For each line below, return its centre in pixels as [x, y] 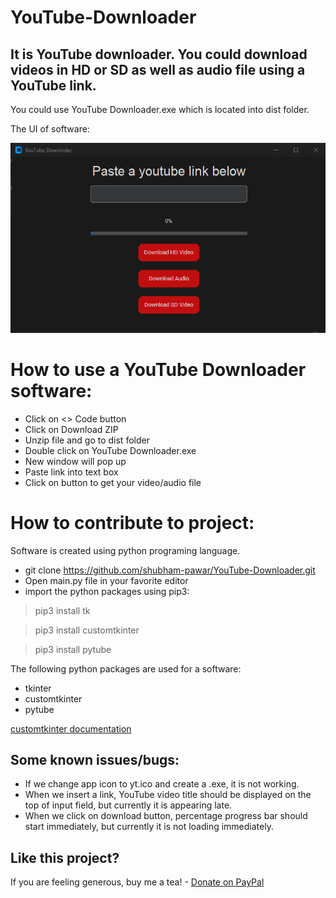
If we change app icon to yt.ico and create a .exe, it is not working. [162, 784]
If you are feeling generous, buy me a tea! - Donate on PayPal [137, 882]
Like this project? [65, 857]
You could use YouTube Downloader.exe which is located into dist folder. [160, 109]
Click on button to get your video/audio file [113, 482]
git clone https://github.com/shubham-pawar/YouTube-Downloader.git [170, 570]
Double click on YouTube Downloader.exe [110, 450]
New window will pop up [75, 461]
